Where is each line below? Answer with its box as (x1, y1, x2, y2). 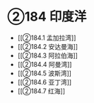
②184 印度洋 (7, 9, 87, 25)
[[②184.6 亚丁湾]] (17, 77, 72, 86)
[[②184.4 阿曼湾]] (17, 60, 72, 68)
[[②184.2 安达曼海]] (17, 42, 78, 50)
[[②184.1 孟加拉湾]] (17, 33, 76, 42)
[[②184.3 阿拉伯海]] (17, 51, 78, 60)
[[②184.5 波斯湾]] (17, 69, 72, 77)
